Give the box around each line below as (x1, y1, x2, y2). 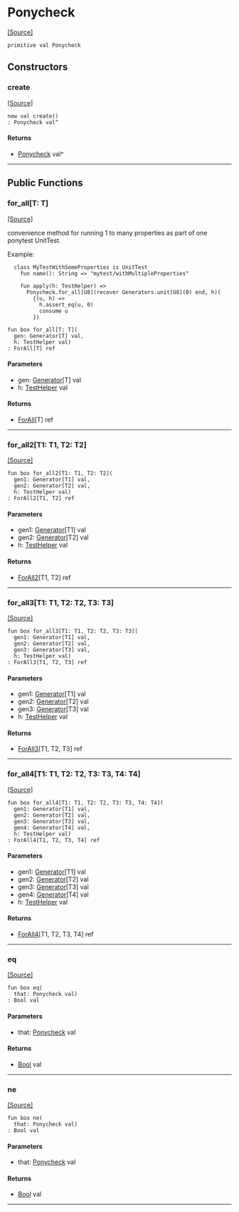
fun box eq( (7, 984, 43, 992)
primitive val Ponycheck (7, 41, 81, 49)
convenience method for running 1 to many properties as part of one (7, 228, 208, 237)
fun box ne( (7, 1114, 43, 1122)
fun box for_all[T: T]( (7, 326, 78, 333)
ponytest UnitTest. (7, 236, 61, 245)
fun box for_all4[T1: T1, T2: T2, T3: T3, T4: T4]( (7, 799, 164, 806)
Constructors (7, 61, 68, 73)
